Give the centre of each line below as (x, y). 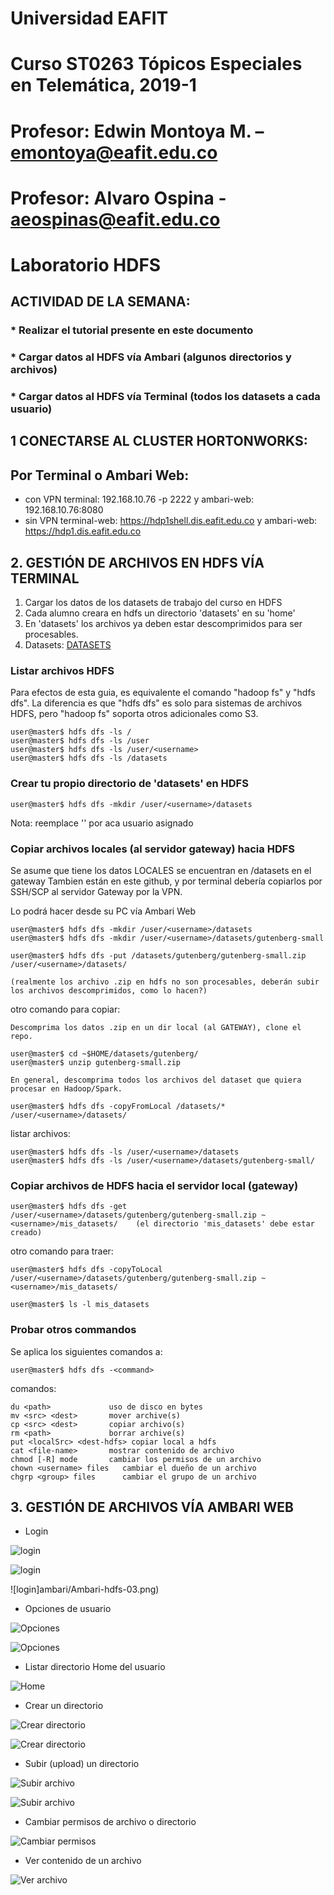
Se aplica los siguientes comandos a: (86, 1351)
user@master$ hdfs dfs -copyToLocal (86, 1270)
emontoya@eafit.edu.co (114, 152)
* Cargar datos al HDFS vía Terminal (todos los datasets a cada (165, 397)
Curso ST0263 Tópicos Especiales (156, 64)
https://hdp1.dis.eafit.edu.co (83, 531)
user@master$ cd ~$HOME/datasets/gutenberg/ (104, 1054)
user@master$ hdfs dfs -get (69, 1207)
